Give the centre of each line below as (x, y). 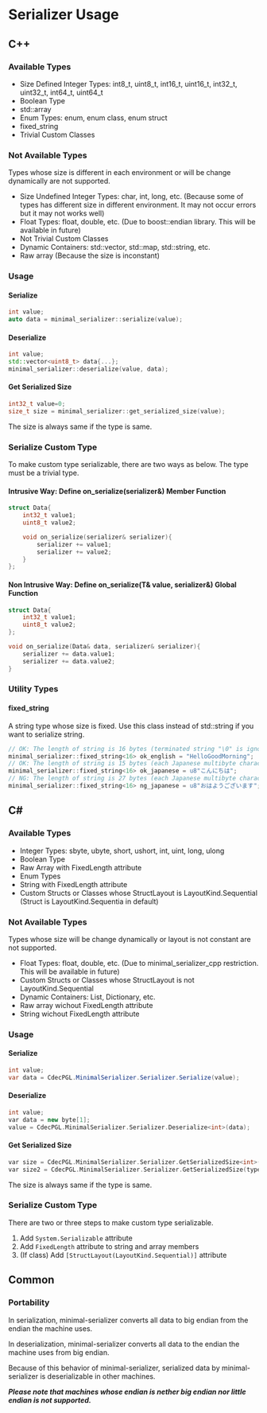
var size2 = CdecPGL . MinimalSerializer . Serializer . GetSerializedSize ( (128, 1170)
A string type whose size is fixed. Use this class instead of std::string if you (131, 726)
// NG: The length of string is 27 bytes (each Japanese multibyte (122, 779)
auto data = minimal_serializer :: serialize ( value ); (95, 320)
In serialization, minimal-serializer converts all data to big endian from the (128, 1320)
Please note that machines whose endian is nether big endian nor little (127, 1392)
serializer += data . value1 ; (69, 654)
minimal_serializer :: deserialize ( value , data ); (89, 369)
